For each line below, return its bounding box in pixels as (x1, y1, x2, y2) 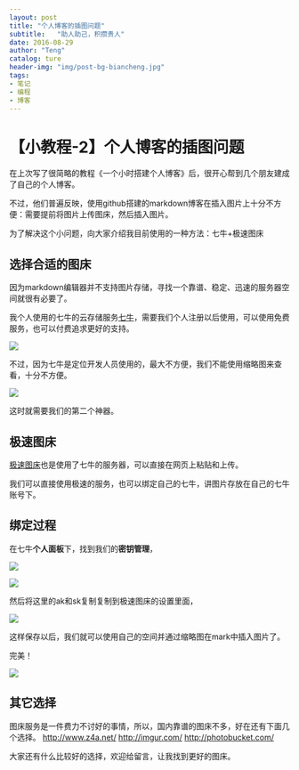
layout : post (9, 12, 58, 22)
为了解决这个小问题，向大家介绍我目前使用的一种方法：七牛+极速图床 (9, 228, 264, 239)
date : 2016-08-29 (9, 37, 74, 47)
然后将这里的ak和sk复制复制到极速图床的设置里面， (9, 596, 198, 606)
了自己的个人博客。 (9, 179, 80, 190)
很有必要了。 (24, 293, 72, 304)
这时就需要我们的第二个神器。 (9, 406, 118, 417)
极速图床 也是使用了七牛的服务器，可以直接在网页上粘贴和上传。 (9, 459, 243, 470)
